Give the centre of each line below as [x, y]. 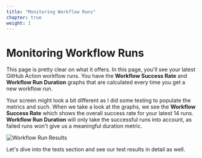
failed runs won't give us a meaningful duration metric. [74, 126]
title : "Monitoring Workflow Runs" [51, 12]
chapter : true [24, 17]
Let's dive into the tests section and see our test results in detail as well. [96, 150]
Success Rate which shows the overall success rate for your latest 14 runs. [100, 113]
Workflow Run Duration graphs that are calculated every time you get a [96, 83]
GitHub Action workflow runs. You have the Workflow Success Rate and [97, 76]
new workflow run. [30, 89]
